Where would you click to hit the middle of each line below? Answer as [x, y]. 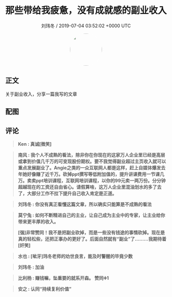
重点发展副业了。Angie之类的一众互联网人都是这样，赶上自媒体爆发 [89, 168]
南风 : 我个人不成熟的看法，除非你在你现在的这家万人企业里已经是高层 [91, 155]
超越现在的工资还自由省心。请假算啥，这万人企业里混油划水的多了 [87, 187]
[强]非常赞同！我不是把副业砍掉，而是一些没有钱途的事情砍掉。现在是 [91, 232]
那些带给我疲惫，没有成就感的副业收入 [86, 11]
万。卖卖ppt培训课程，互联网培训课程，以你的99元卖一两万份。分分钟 [92, 181]
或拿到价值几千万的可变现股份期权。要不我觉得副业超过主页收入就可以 [92, 161]
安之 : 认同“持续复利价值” [45, 289]
